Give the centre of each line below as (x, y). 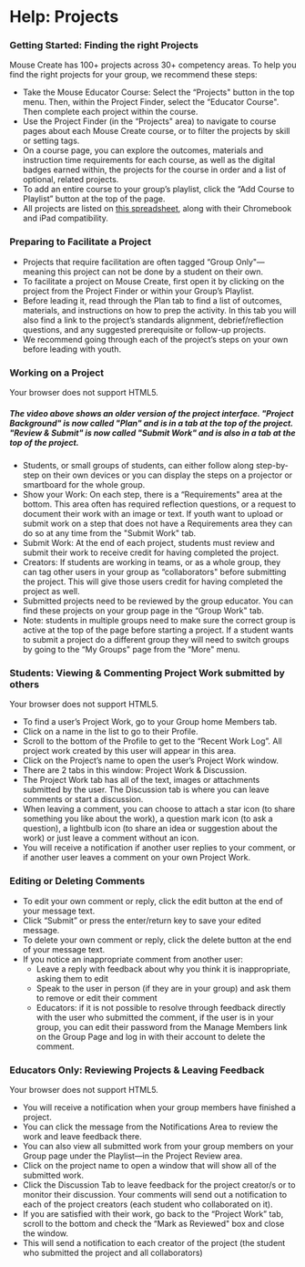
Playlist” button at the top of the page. (94, 199)
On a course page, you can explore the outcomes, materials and (143, 150)
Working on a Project (57, 373)
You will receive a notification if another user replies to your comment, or (159, 848)
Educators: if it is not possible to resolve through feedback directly (161, 1007)
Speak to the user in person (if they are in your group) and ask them (163, 988)
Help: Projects (64, 17)
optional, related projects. (71, 180)
